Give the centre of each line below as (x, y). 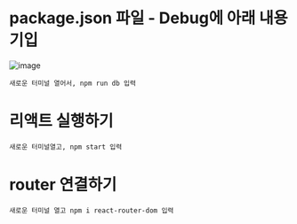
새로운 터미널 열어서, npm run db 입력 (72, 83)
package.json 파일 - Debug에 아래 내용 (148, 18)
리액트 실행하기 (61, 121)
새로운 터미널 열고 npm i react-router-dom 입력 (92, 210)
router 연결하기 (63, 185)
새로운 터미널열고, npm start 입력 (66, 147)
